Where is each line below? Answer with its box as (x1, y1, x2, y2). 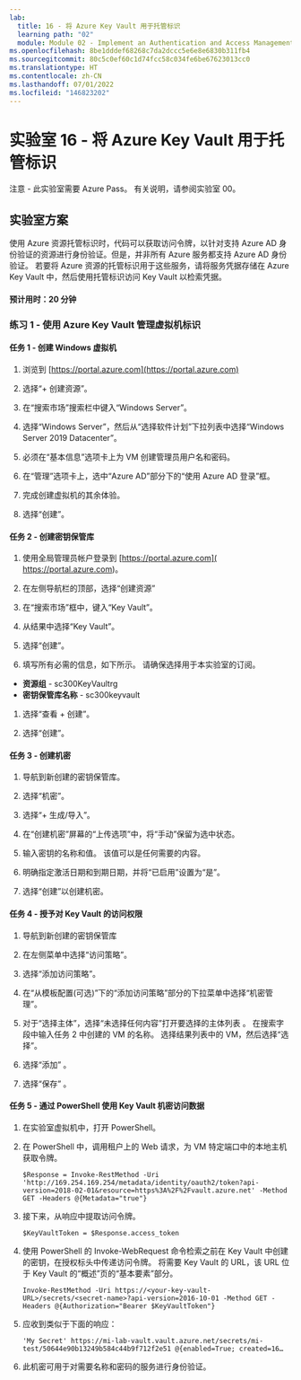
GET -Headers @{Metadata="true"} (21, 1193, 148, 1203)
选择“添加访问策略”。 (21, 968, 101, 979)
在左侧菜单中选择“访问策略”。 (21, 949, 133, 960)
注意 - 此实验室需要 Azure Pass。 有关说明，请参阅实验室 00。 (9, 183, 241, 194)
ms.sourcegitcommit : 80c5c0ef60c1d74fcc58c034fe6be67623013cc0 (9, 55, 251, 64)
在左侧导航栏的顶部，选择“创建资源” (21, 583, 156, 593)
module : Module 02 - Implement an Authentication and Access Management (17, 38, 295, 48)
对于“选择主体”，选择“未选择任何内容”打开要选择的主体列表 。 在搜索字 (21, 1017, 285, 1028)
